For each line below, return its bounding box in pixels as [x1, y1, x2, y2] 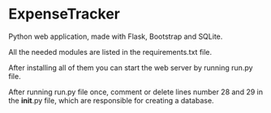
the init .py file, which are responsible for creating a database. [8, 95, 214, 105]
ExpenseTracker [8, 5, 120, 23]
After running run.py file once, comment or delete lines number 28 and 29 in [8, 86, 264, 97]
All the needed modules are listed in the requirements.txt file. [8, 47, 213, 56]
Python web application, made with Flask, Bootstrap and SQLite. [8, 31, 223, 41]
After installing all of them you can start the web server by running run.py [8, 62, 253, 73]
